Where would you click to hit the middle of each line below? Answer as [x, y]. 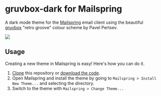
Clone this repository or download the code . [56, 73]
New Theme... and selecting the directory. [53, 83]
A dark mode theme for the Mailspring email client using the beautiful [74, 22]
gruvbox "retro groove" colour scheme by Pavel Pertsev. [61, 27]
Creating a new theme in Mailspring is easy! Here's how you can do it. [75, 64]
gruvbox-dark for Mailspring [64, 9]
